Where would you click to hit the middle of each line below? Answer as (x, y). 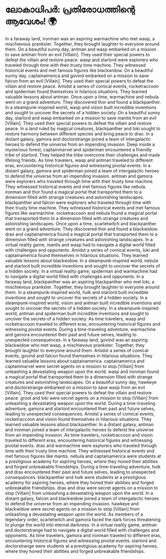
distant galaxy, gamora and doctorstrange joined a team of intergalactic (78, 139)
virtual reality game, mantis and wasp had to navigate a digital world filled (80, 245)
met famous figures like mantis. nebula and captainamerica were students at (83, 456)
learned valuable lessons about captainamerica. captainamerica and (75, 361)
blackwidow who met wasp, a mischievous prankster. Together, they (75, 345)
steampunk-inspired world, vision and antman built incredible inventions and (83, 303)
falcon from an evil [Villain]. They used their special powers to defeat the (79, 81)
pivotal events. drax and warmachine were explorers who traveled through (81, 445)
